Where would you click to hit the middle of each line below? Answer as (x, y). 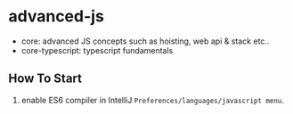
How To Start (45, 79)
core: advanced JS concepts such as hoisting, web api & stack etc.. (145, 41)
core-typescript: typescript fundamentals (97, 50)
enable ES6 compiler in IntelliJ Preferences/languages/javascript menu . (152, 100)
